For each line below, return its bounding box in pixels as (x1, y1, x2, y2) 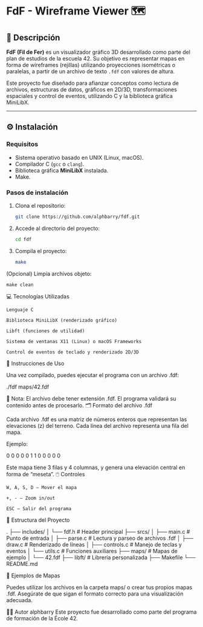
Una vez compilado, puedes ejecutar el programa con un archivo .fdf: (6, 371, 179, 378)
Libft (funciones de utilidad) (6, 327, 85, 334)
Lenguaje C (6, 306, 34, 313)
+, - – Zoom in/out (6, 495, 56, 501)
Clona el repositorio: (14, 202, 66, 209)
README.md (6, 560, 38, 567)
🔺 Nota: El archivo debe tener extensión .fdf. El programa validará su (6, 395, 176, 402)
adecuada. (6, 596, 33, 603)
